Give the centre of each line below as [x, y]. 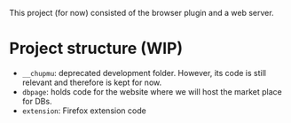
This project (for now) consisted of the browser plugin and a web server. [142, 13]
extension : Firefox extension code [84, 111]
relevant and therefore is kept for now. [92, 82]
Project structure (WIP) [96, 49]
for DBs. [37, 101]
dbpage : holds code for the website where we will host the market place [152, 91]
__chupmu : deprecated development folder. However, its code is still [144, 73]
